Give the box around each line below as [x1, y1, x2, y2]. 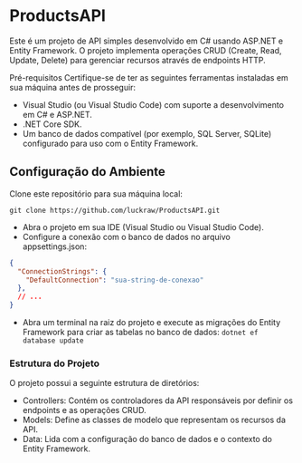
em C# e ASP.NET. [22, 109, 92, 120]
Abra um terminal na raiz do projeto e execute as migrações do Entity [22, 317, 281, 327]
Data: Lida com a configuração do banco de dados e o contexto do [22, 434, 273, 445]
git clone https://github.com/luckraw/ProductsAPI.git [9, 206, 221, 215]
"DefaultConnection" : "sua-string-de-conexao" [25, 275, 204, 285]
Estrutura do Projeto [9, 357, 100, 370]
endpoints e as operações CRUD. [22, 405, 146, 416]
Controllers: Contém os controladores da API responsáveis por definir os [22, 395, 294, 406]
